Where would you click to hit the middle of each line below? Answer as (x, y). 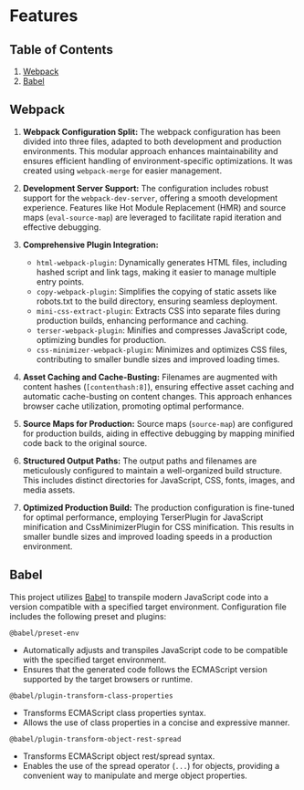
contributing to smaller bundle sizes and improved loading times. (158, 359)
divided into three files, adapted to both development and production (152, 141)
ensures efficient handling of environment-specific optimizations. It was (158, 161)
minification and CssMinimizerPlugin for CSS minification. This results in (158, 526)
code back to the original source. (85, 442)
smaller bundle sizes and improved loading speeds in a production (147, 536)
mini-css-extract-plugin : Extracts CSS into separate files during (158, 310)
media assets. (49, 490)
